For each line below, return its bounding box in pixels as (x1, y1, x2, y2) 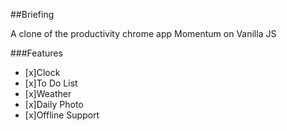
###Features (10, 47, 63, 59)
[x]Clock (24, 67, 61, 78)
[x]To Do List (24, 77, 78, 89)
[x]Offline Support (24, 109, 100, 121)
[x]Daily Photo (24, 99, 84, 110)
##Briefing (10, 9, 55, 20)
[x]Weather (24, 88, 72, 99)
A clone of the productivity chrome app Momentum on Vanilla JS (10, 28, 277, 39)
